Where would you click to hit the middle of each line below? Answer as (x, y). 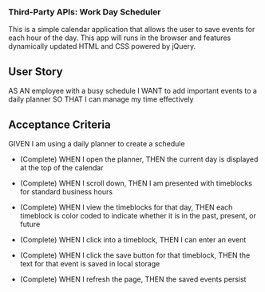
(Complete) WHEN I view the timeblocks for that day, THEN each (126, 207)
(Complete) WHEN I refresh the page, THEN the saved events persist (133, 279)
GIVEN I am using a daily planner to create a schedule (97, 143)
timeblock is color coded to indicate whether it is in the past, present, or (138, 215)
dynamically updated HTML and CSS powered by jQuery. (102, 46)
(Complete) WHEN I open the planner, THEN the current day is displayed (139, 159)
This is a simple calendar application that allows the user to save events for (132, 30)
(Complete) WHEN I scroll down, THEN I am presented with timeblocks (136, 183)
